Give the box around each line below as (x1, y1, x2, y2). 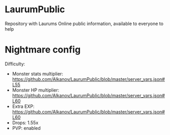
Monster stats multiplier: (12, 71, 63, 77)
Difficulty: (5, 60, 25, 67)
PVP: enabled (12, 125, 41, 131)
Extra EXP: (12, 103, 35, 109)
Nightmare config (5, 44, 81, 56)
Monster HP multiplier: (12, 87, 60, 93)
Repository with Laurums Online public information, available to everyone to (5, 20, 164, 27)
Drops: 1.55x (12, 119, 39, 126)
